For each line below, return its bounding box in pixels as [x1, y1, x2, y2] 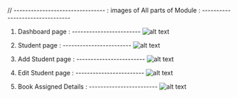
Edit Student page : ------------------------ [17, 69, 144, 77]
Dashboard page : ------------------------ [17, 28, 141, 36]
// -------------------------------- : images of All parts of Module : [7, 6, 201, 14]
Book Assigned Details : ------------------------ [17, 82, 158, 91]
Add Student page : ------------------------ [17, 55, 146, 63]
